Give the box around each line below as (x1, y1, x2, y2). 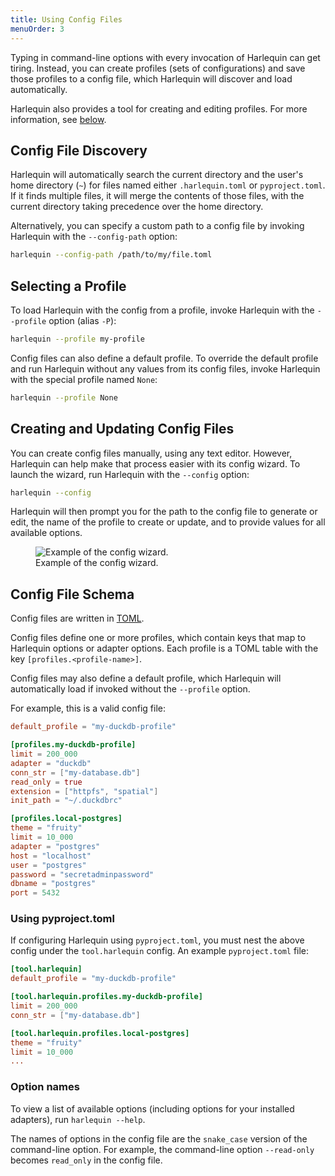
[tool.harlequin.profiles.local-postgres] (10, 1028, 190, 1038)
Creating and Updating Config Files (10, 421, 235, 438)
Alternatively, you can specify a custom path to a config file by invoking (10, 220, 305, 232)
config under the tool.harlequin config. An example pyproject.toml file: (10, 945, 310, 957)
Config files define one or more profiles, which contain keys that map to (10, 632, 307, 644)
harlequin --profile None (10, 392, 118, 403)
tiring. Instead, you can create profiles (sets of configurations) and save (10, 62, 306, 74)
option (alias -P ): (48, 315, 117, 326)
